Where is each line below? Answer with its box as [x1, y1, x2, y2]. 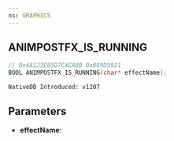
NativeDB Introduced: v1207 [8, 83, 101, 91]
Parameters [8, 104, 67, 118]
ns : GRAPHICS [8, 11, 51, 20]
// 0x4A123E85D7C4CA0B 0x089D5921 [8, 61, 122, 69]
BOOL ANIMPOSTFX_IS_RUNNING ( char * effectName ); [8, 69, 168, 77]
